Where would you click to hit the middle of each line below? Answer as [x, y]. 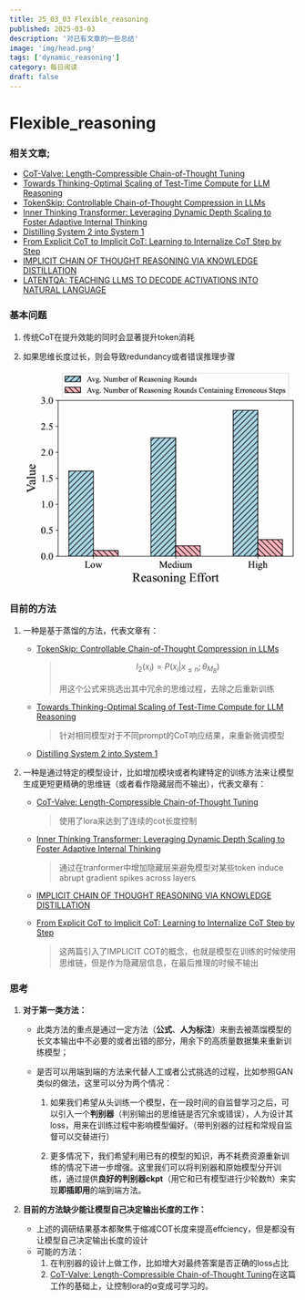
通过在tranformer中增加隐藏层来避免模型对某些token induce [171, 867]
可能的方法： [60, 1252]
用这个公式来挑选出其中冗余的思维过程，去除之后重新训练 [167, 688]
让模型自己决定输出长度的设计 [92, 1241]
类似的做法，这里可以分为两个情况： [104, 1083]
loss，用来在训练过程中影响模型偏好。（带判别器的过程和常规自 [167, 1125]
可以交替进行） [86, 1137]
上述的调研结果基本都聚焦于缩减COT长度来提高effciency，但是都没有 [166, 1229]
